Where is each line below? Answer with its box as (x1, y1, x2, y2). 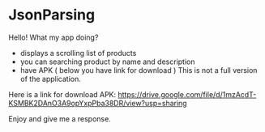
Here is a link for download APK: (8, 89, 117, 99)
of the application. (19, 74, 81, 83)
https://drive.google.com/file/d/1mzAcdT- (117, 89, 257, 99)
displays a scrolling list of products (19, 48, 137, 57)
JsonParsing (8, 6, 96, 24)
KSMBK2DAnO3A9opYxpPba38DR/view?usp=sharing (8, 98, 188, 108)
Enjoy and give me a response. (8, 113, 111, 123)
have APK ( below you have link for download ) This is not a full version (19, 65, 258, 75)
